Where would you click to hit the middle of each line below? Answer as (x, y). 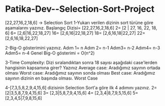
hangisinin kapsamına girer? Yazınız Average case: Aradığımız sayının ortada (83, 68)
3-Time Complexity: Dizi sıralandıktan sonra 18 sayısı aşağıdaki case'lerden (81, 62)
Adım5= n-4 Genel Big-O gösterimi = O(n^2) (50, 53)
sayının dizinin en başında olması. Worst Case (51, 78)
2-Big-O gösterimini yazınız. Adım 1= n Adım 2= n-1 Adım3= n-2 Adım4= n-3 (82, 48)
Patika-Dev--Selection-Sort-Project (80, 9)
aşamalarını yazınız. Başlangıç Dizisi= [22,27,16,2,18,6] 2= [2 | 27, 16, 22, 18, (81, 27)
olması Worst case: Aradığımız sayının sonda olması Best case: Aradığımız (80, 73)
